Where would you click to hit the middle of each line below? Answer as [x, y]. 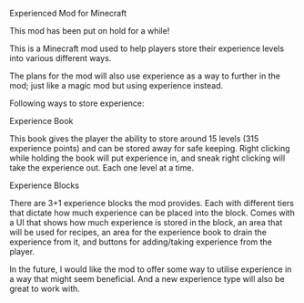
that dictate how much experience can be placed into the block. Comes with [152, 213]
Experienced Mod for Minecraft [68, 13]
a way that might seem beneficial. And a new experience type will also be [147, 279]
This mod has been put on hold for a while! [90, 31]
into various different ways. [61, 58]
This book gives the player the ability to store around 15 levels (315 [134, 139]
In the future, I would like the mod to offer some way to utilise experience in [151, 269]
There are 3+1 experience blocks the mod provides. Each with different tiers [152, 203]
